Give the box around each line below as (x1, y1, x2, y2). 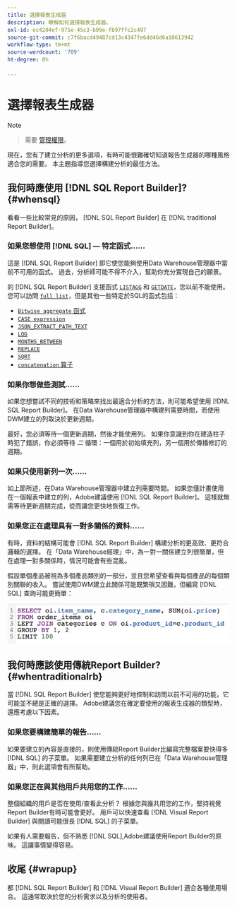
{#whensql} (7, 194, 61, 206)
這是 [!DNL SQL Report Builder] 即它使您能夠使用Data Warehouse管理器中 (7, 259, 222, 267)
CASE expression (17, 315, 66, 323)
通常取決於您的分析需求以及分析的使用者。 (27, 892, 152, 901)
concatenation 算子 (17, 360, 73, 369)
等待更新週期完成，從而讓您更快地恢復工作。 (13, 502, 143, 510)
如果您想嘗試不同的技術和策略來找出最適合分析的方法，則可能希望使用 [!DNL (7, 397, 230, 405)
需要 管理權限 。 (24, 135, 71, 144)
